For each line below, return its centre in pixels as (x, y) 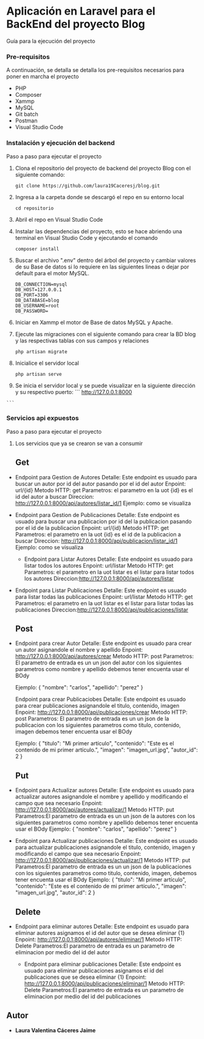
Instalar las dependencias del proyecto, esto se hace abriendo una (99, 231)
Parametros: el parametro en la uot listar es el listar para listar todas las (104, 603)
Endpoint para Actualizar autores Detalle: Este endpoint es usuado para (105, 791)
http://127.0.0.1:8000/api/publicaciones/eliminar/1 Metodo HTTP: (105, 984)
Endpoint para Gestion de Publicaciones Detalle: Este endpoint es (97, 515)
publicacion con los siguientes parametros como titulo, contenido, (98, 725)
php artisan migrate (41, 351)
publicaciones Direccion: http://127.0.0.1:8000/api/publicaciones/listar (102, 610)
